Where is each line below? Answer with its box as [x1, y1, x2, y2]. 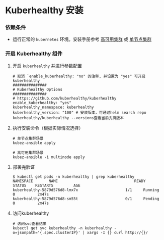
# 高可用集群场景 [12, 150, 44, 155]
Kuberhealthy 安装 [5, 5, 84, 16]
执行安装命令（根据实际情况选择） [12, 125, 84, 131]
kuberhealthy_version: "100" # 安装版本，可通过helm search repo [12, 110, 147, 115]
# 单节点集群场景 [12, 136, 44, 141]
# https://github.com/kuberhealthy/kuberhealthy [12, 95, 117, 101]
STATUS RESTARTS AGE [12, 183, 80, 188]
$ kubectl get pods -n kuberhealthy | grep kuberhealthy [12, 174, 135, 179]
